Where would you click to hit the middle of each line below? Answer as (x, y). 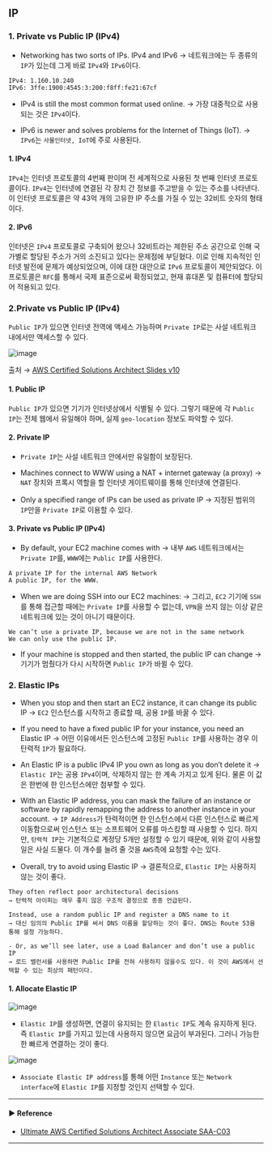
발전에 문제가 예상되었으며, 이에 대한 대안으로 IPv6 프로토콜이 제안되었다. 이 (143, 267)
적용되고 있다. (38, 287)
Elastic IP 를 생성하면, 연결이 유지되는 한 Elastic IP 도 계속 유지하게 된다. (138, 1023)
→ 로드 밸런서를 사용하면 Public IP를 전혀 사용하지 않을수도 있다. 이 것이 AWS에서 (132, 962)
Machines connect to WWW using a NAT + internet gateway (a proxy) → (140, 473)
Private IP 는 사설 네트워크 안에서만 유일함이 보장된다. (106, 456)
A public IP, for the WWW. (54, 580)
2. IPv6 (20, 227)
